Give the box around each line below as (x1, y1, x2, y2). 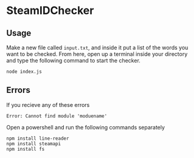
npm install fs (6, 146, 45, 152)
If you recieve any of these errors (6, 101, 90, 108)
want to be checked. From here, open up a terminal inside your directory (6, 50, 188, 58)
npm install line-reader (6, 135, 69, 142)
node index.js (6, 69, 43, 75)
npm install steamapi (6, 140, 61, 146)
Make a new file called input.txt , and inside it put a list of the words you (6, 44, 189, 51)
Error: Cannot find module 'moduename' (6, 113, 108, 119)
